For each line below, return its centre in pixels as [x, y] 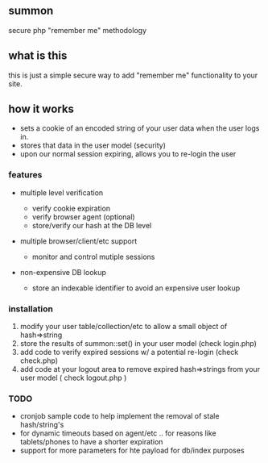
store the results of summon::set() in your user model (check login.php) [138, 344]
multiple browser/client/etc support [78, 241]
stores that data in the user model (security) [93, 145]
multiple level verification [62, 192]
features [25, 175]
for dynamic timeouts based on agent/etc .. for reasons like [118, 433]
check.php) [39, 361]
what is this [38, 56]
